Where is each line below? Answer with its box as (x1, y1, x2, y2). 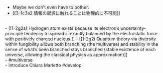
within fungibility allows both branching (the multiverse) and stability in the (5, 41, 159, 47)
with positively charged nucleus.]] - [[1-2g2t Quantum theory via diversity (5, 36, 156, 42)
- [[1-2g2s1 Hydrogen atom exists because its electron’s (5, 25, 120, 31)
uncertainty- (120, 25, 146, 31)
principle (5, 31, 23, 36)
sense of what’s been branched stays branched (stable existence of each (5, 47, 156, 52)
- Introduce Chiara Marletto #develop (5, 62, 82, 68)
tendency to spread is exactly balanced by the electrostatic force (24, 31, 158, 36)
